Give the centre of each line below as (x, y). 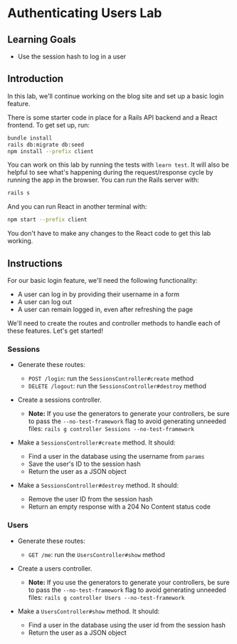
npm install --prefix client (51, 151)
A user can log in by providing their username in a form (99, 294)
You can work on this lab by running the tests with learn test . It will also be (118, 165)
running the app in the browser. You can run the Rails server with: (103, 180)
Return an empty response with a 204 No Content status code (120, 507)
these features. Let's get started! (55, 331)
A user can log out (45, 302)
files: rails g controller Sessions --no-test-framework (111, 429)
